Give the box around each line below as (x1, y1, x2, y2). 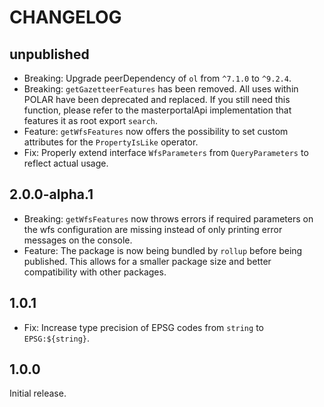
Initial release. (9, 387, 67, 400)
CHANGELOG (9, 6, 122, 29)
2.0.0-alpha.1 (9, 186, 94, 203)
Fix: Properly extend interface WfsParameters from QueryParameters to (23, 147, 309, 158)
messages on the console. (23, 234, 133, 246)
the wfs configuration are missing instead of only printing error (23, 223, 283, 235)
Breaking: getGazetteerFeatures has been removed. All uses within (23, 83, 299, 95)
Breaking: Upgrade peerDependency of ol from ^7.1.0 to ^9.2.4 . (23, 72, 292, 84)
